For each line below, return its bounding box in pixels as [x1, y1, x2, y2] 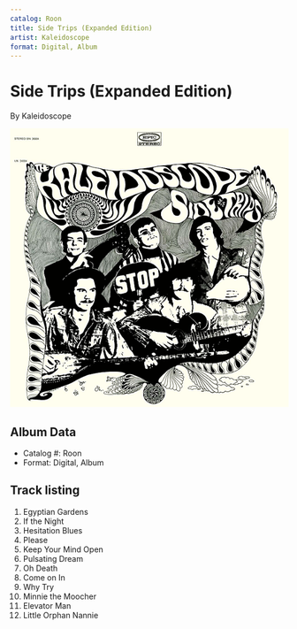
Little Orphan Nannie [22, 610, 99, 620]
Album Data [10, 425, 77, 440]
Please [22, 534, 48, 545]
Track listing [10, 483, 80, 498]
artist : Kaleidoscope [10, 33, 90, 42]
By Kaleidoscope [10, 111, 72, 121]
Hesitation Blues [22, 525, 83, 535]
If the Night [22, 516, 65, 526]
